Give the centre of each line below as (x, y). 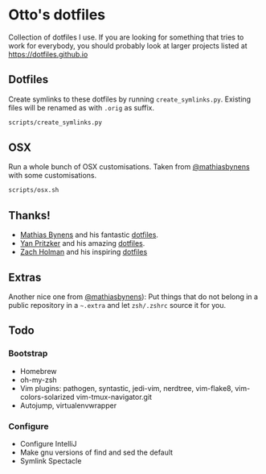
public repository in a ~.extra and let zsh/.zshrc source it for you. (117, 305)
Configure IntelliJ (49, 443)
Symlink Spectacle (51, 460)
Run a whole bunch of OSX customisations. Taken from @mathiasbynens (129, 167)
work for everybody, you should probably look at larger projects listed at (128, 45)
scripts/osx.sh (34, 190)
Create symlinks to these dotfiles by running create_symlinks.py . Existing (130, 99)
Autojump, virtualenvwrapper (68, 405)
